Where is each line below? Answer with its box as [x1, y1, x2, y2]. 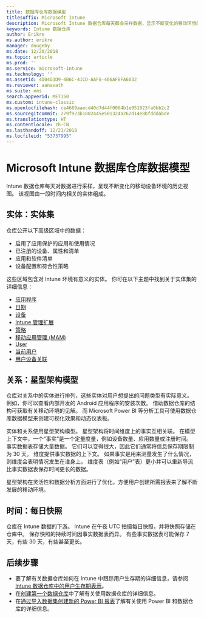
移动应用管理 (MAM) [15, 333, 66, 341]
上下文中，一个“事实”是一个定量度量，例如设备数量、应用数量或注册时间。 [6, 435, 192, 443]
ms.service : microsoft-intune [6, 65, 83, 72]
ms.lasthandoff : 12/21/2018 [6, 127, 78, 134]
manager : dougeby [6, 43, 50, 49]
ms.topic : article [6, 54, 53, 60]
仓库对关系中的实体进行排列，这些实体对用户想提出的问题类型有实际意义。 [6, 392, 192, 399]
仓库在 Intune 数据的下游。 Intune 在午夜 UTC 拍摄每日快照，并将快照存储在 [6, 523, 196, 530]
